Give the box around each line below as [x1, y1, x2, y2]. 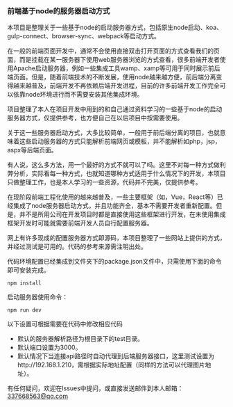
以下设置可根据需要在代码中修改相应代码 [7, 320, 123, 328]
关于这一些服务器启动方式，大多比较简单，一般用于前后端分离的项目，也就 [7, 129, 220, 137]
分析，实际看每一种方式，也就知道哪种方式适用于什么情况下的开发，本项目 [12, 169, 226, 178]
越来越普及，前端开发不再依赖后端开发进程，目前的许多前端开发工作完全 [12, 81, 220, 90]
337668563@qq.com [7, 392, 69, 401]
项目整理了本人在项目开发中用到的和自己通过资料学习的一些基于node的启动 [7, 105, 223, 113]
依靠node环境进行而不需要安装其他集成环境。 [12, 90, 144, 99]
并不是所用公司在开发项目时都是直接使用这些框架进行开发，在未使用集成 [19, 210, 226, 218]
